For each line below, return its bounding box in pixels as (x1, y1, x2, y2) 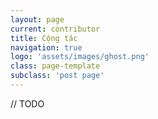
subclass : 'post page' (10, 71, 105, 81)
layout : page (10, 14, 65, 25)
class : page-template (10, 61, 101, 71)
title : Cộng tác (10, 33, 78, 43)
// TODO (10, 97, 45, 110)
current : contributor (10, 24, 101, 34)
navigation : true (10, 42, 83, 53)
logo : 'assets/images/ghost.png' (10, 52, 150, 62)
